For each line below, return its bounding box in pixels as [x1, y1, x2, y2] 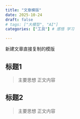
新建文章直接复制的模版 [5, 46, 55, 52]
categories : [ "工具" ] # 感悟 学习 [5, 27, 74, 32]
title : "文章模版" [5, 7, 42, 13]
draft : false [5, 17, 33, 22]
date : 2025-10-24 [5, 12, 43, 17]
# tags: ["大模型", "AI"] [5, 22, 58, 27]
